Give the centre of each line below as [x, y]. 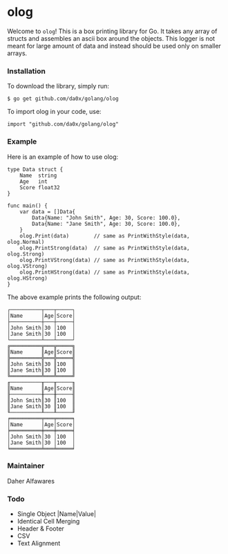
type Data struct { [35, 169]
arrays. [17, 53]
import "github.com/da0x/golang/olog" [63, 124]
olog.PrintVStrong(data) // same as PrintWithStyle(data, [105, 260]
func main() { [28, 206]
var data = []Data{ [48, 211]
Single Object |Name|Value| [57, 514]
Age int [34, 181]
